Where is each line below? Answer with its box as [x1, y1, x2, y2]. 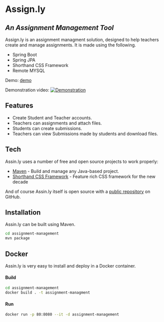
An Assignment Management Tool [5, 23, 114, 32]
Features [5, 101, 33, 110]
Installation [5, 208, 41, 217]
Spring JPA [12, 57, 36, 63]
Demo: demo [5, 77, 32, 83]
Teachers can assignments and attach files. [12, 120, 102, 126]
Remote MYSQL [12, 67, 45, 73]
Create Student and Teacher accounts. [12, 114, 92, 120]
